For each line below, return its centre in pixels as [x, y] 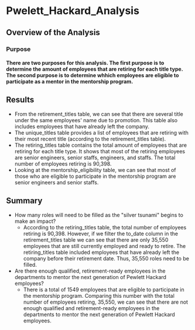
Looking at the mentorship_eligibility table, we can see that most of [95, 170]
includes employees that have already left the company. [82, 126]
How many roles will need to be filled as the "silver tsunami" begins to [99, 215]
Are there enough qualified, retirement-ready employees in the [90, 271]
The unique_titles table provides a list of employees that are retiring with [102, 132]
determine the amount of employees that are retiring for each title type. [95, 69]
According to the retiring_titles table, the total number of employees [105, 227]
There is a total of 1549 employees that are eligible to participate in [104, 289]
